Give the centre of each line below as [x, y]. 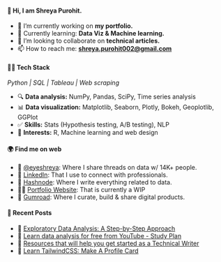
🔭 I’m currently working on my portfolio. [75, 26]
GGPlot [28, 117]
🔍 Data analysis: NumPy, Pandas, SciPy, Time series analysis [107, 97]
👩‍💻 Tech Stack [29, 67]
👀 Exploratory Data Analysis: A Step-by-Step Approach [96, 228]
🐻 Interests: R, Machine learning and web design [87, 133]
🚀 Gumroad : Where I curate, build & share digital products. [101, 197]
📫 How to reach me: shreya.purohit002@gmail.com [94, 49]
